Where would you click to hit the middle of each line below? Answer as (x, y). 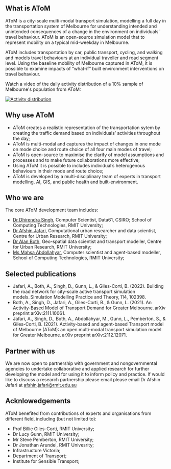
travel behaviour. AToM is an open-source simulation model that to (75, 37)
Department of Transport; (40, 456)
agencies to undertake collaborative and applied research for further (77, 369)
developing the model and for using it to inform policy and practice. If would (85, 374)
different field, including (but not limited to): (51, 418)
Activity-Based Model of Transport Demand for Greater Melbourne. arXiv (89, 308)
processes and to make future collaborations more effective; (76, 160)
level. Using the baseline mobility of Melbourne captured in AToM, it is (79, 63)
